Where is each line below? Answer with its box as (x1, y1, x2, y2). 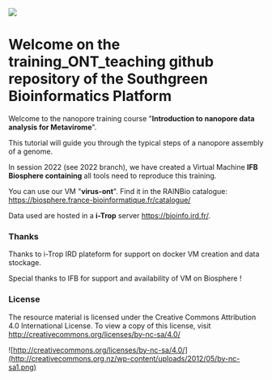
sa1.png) (8, 362, 36, 372)
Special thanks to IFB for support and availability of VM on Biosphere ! (8, 273, 242, 283)
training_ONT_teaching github (8, 53, 215, 71)
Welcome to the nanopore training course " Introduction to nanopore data (8, 113, 255, 123)
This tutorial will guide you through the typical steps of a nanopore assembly (8, 137, 264, 147)
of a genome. (8, 146, 53, 156)
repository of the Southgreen (8, 70, 208, 88)
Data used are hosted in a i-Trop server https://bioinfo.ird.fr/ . (8, 210, 211, 220)
